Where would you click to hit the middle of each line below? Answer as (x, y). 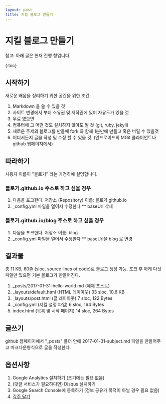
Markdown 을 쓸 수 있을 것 (39, 106)
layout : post (19, 10)
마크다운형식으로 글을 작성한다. (41, 347)
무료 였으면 (23, 119)
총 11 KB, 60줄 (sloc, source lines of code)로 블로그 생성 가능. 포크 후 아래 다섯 (83, 269)
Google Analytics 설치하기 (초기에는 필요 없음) (58, 378)
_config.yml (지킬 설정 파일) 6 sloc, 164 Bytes (58, 305)
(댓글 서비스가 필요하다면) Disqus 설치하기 (54, 384)
